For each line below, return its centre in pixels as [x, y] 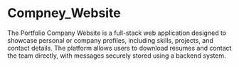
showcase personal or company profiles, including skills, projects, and [110, 40]
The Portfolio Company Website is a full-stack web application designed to [117, 33]
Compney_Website [64, 13]
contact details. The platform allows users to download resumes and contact [119, 48]
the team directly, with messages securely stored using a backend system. [117, 56]
